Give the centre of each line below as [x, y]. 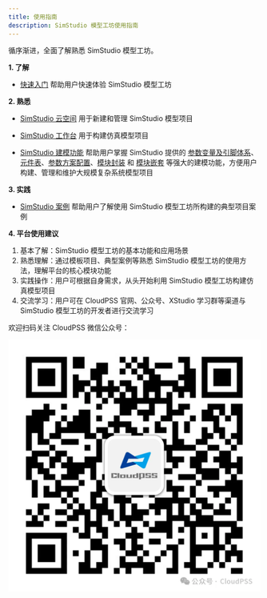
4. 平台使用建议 [34, 233]
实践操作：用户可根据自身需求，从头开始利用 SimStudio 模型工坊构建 [133, 280]
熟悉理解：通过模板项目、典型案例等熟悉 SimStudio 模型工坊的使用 [130, 260]
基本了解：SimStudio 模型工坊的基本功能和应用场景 [104, 250]
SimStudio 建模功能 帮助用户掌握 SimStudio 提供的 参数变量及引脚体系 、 [139, 152]
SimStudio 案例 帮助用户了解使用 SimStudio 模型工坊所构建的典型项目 [134, 206]
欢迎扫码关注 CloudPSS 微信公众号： [69, 327]
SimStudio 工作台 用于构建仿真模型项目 [84, 135]
